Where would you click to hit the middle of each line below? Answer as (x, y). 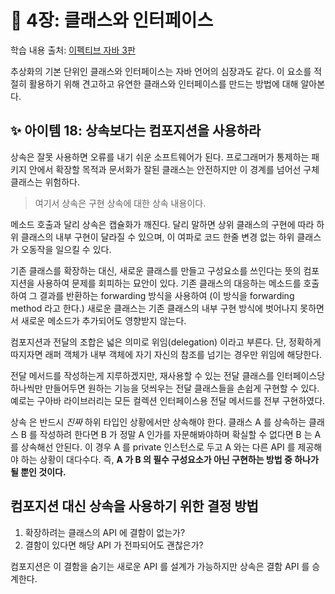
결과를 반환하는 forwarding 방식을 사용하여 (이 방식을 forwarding (167, 295)
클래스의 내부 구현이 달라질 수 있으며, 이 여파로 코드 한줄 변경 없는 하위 (157, 237)
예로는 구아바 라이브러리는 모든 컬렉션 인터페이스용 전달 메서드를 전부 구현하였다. (168, 400)
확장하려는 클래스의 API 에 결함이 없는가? (105, 532)
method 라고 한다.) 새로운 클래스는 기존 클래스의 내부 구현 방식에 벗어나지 (154, 308)
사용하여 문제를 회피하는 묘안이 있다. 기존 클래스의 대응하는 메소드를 (169, 283)
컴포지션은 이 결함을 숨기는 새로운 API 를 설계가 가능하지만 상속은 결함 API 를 (160, 566)
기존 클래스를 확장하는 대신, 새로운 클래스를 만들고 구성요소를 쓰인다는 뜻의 (156, 270)
